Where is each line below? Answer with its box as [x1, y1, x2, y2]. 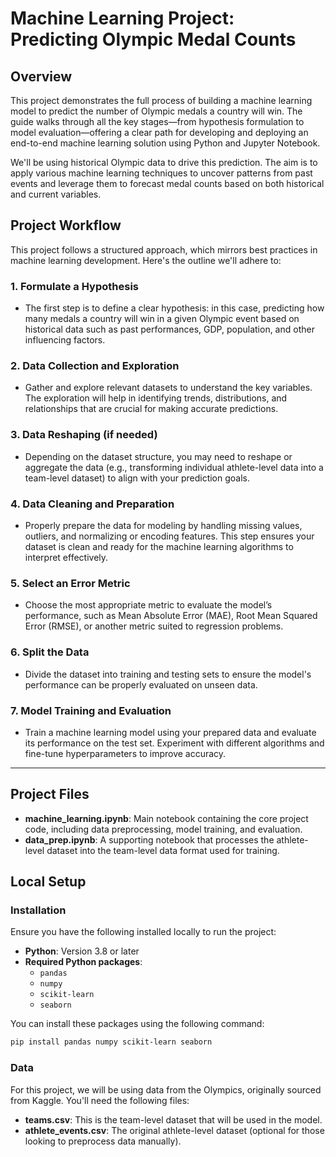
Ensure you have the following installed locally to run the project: [10, 926, 277, 938]
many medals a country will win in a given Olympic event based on [24, 313, 300, 325]
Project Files [10, 786, 90, 803]
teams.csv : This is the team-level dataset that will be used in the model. [24, 1113, 323, 1126]
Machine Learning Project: [10, 7, 235, 30]
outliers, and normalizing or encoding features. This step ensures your [24, 530, 315, 542]
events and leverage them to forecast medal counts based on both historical [10, 178, 325, 189]
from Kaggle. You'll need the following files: [10, 1094, 190, 1106]
